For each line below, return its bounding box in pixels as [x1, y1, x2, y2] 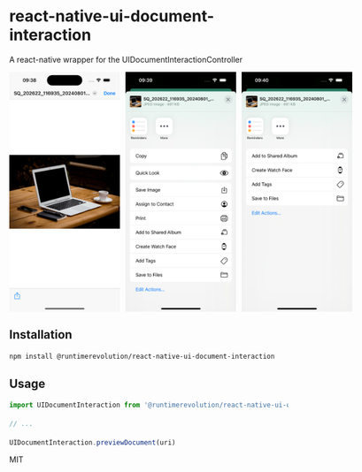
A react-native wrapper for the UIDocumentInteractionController [9, 54, 243, 65]
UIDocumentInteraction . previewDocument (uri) [9, 438, 176, 447]
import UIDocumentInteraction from [9, 400, 141, 410]
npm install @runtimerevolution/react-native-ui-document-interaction [9, 352, 275, 361]
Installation [9, 327, 73, 342]
